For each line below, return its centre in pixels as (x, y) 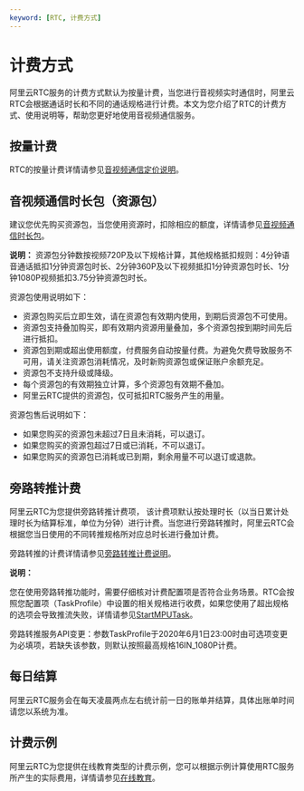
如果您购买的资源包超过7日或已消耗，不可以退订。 (116, 446)
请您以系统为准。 (41, 711)
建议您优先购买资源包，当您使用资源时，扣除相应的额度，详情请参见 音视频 (148, 225)
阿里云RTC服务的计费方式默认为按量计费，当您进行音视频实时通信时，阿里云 (152, 92)
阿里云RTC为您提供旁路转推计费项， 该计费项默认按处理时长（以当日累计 (145, 511)
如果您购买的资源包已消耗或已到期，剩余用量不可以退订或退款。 (141, 457)
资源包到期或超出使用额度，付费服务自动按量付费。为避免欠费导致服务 (153, 351)
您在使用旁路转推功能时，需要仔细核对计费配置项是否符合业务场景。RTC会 (148, 592)
